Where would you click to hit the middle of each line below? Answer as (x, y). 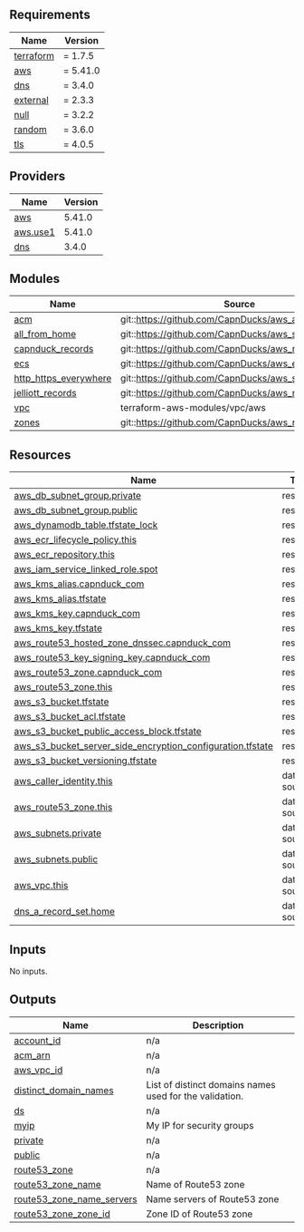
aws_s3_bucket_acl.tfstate (70, 717)
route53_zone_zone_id (62, 1214)
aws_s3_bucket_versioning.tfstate (85, 761)
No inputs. (28, 971)
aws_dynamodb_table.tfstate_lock (86, 525)
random (30, 129)
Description (218, 1025)
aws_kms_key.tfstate (58, 628)
